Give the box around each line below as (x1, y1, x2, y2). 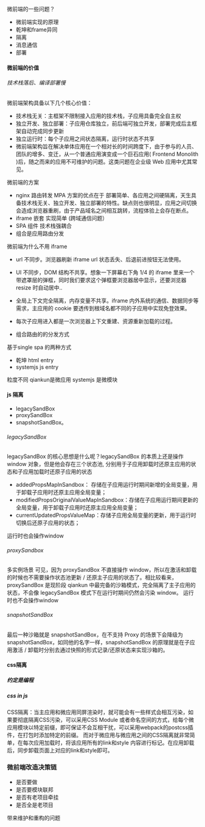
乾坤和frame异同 (15, 26, 58, 33)
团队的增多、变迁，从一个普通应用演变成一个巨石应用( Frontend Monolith (15, 150, 199, 158)
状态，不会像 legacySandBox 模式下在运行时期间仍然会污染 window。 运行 (7, 589, 194, 597)
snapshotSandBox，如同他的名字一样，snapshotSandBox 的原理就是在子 (7, 638, 190, 646)
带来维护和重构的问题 (7, 814, 60, 822)
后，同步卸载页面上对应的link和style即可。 (7, 746, 113, 754)
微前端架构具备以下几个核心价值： (7, 99, 92, 106)
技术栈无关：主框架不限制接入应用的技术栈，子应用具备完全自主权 (15, 112, 181, 119)
